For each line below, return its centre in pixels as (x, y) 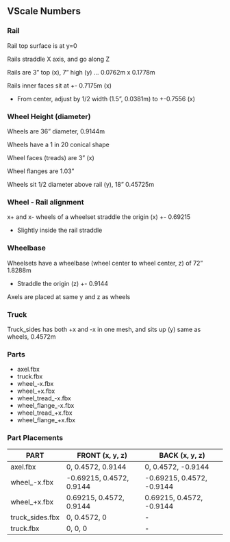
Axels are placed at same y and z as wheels (69, 296)
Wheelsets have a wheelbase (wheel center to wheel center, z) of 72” (105, 263)
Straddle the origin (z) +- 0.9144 (62, 283)
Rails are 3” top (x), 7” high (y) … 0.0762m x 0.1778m (81, 72)
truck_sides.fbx (35, 517)
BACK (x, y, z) (182, 456)
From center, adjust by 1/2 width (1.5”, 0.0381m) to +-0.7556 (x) (106, 99)
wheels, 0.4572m (31, 336)
